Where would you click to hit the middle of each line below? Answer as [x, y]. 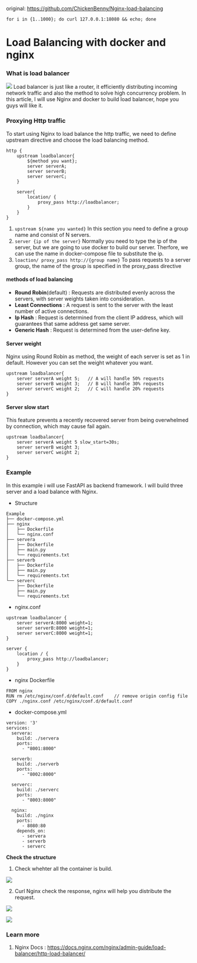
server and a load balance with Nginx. [52, 491]
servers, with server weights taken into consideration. [80, 299]
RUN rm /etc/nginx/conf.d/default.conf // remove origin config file [97, 696]
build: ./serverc [38, 790]
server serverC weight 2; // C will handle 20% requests [91, 389]
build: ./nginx [35, 815]
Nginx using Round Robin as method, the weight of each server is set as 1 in [98, 357]
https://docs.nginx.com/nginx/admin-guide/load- [106, 947]
